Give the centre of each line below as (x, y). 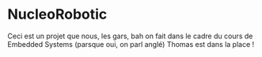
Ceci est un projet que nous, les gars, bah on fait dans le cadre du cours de (130, 36)
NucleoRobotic (57, 14)
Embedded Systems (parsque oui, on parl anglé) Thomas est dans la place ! (131, 44)
